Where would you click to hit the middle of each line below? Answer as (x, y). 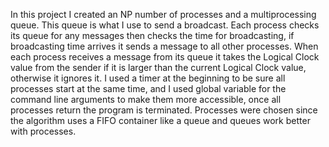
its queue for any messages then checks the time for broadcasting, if (152, 35)
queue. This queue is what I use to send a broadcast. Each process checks (165, 25)
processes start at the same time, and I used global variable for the (148, 88)
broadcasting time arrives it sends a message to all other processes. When (164, 46)
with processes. (43, 131)
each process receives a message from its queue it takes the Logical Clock (165, 57)
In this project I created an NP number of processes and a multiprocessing (163, 14)
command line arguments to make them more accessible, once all (146, 99)
